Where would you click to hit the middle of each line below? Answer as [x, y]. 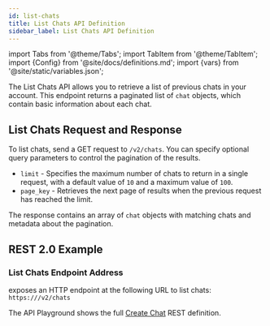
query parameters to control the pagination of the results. [105, 158]
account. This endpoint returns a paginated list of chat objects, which [125, 96]
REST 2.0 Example [56, 249]
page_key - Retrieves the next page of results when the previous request [141, 191]
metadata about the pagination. [61, 224]
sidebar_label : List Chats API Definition [81, 31]
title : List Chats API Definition [67, 24]
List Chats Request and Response [96, 129]
